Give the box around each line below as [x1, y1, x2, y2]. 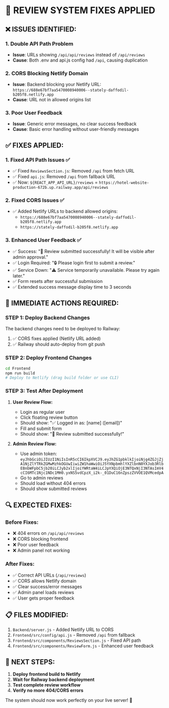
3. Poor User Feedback [5, 109, 62, 117]
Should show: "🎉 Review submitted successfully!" [20, 431, 124, 437]
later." [12, 272, 25, 279]
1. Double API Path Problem [5, 40, 74, 47]
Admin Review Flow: [12, 440, 57, 447]
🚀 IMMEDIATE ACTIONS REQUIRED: [5, 299, 119, 307]
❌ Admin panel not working [12, 547, 70, 554]
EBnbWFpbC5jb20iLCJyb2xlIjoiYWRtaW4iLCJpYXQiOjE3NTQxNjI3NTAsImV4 [20, 466, 164, 471]
